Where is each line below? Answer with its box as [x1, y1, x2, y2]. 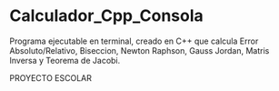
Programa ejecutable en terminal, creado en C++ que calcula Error [9, 35, 259, 46]
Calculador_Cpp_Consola [9, 5, 204, 26]
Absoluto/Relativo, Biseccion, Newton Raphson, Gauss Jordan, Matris [9, 45, 270, 56]
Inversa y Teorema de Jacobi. [9, 55, 121, 66]
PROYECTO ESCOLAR [9, 72, 93, 83]
